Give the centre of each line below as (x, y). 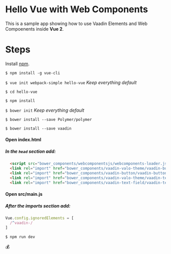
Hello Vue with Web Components (77, 9)
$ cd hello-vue (21, 92)
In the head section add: (31, 151)
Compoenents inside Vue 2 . (35, 29)
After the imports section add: (38, 206)
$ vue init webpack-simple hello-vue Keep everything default (71, 82)
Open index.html (23, 140)
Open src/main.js (24, 194)
